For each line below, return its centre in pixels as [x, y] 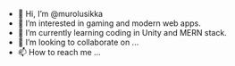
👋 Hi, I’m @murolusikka [60, 14]
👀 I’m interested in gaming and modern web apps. [109, 23]
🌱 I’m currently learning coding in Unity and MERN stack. [122, 33]
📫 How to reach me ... [59, 52]
